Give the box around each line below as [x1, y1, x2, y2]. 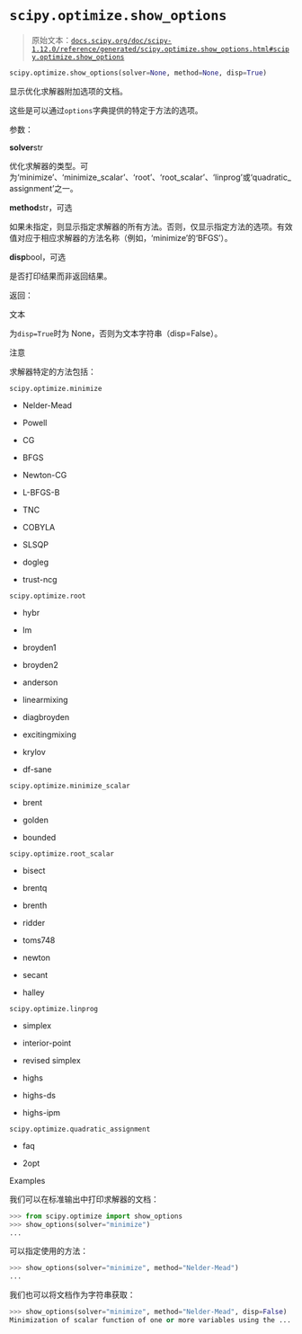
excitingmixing [22, 729, 76, 740]
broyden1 [22, 642, 57, 653]
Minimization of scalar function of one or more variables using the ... [9, 1316, 292, 1325]
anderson [22, 677, 58, 688]
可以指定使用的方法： [9, 1246, 88, 1257]
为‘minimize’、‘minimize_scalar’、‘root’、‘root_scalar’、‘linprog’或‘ [9, 172, 253, 182]
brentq [22, 882, 48, 893]
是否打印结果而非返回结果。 [9, 271, 112, 281]
